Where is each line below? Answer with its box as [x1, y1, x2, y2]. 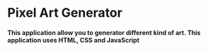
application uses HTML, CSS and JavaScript [7, 36, 140, 44]
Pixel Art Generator [7, 5, 122, 21]
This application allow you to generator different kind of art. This [7, 28, 201, 36]
